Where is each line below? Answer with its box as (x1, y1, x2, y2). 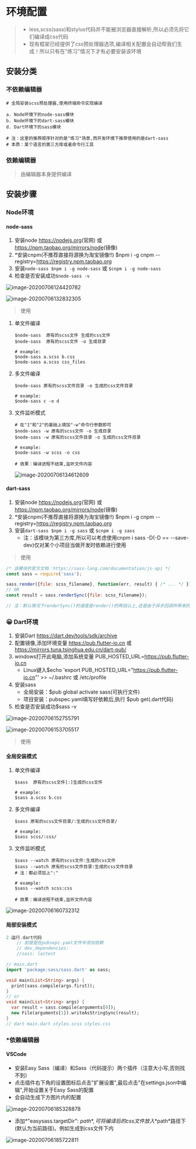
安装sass (14, 681, 36, 688)
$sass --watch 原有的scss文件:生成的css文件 (14, 858, 116, 864)
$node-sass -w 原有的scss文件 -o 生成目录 (14, 428, 112, 434)
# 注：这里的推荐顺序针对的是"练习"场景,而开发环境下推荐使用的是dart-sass (6, 135, 169, 141)
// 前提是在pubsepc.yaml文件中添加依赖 (16, 940, 104, 946)
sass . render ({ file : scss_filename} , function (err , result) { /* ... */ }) (6, 581, 192, 588)
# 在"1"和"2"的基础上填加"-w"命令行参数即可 (14, 422, 112, 428)
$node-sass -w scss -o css (14, 450, 80, 456)
